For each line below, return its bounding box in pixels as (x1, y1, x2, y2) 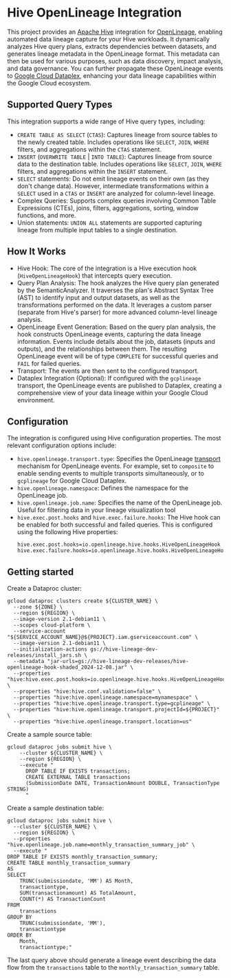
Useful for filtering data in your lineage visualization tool (16, 506, 176, 514)
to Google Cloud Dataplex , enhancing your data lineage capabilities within (7, 71, 217, 80)
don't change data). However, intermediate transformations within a (16, 181, 209, 190)
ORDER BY (7, 932, 32, 939)
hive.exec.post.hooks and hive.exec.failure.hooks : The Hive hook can (16, 513, 221, 522)
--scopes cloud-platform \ (13, 622, 91, 629)
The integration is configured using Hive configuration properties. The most (7, 434, 221, 442)
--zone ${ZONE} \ (13, 604, 63, 611)
